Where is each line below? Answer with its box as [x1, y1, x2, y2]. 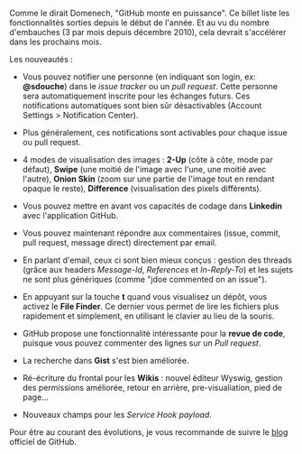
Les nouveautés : [9, 54, 74, 64]
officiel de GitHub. [9, 437, 77, 447]
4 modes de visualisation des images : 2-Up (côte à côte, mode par [22, 154, 273, 165]
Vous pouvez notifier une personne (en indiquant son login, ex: [22, 71, 256, 82]
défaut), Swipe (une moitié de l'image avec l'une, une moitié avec [22, 164, 267, 174]
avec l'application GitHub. [22, 210, 119, 220]
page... [22, 392, 50, 403]
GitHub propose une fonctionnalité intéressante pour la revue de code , [22, 329, 286, 338]
